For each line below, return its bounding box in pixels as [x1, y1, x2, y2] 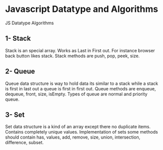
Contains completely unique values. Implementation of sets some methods [5, 129, 158, 135]
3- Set [5, 110, 25, 119]
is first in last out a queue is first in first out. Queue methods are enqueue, [5, 85, 156, 91]
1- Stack [5, 34, 31, 43]
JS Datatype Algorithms [5, 20, 54, 26]
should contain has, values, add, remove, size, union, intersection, [5, 134, 141, 140]
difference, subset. [5, 140, 44, 146]
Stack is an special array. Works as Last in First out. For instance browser [5, 47, 155, 53]
